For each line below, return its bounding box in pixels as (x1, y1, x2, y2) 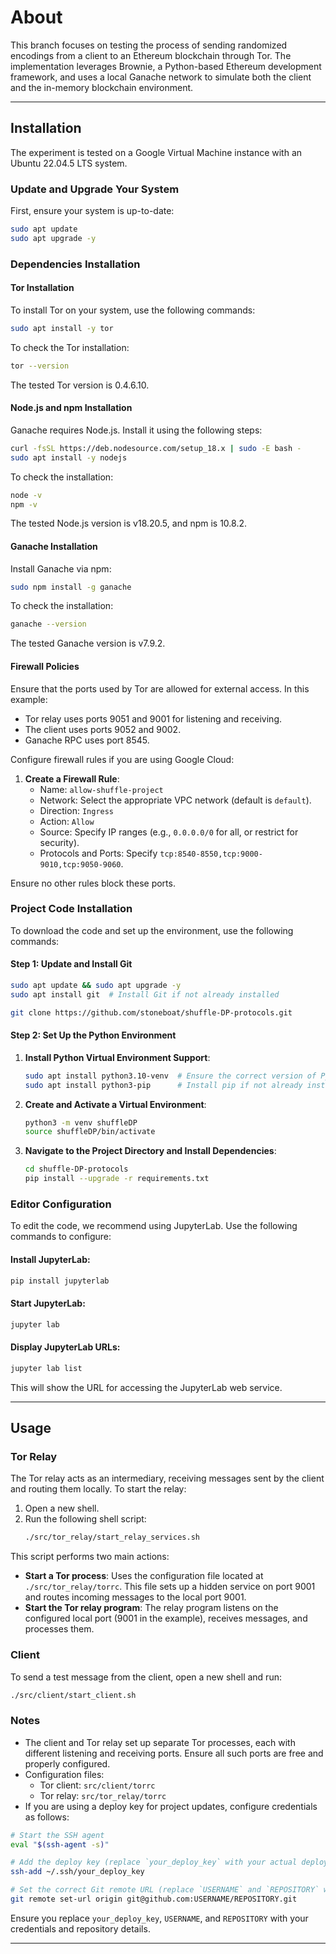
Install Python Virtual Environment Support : (24, 1051, 211, 1063)
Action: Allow (39, 815, 95, 827)
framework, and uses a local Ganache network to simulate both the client (10, 71, 312, 83)
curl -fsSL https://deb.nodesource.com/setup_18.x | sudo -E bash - (10, 443, 302, 453)
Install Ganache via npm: (10, 562, 112, 575)
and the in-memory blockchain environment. (10, 81, 194, 93)
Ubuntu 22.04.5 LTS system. (10, 157, 128, 169)
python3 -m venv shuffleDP (24, 1117, 138, 1128)
